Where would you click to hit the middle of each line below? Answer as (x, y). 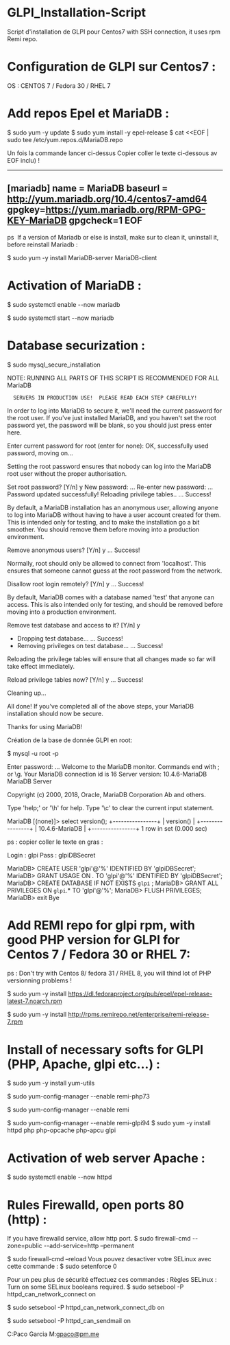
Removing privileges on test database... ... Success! (90, 645)
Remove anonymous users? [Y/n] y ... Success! (74, 550)
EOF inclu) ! (23, 160)
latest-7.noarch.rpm (35, 1001)
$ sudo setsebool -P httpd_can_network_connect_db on (86, 1308)
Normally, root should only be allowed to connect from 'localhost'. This (107, 563)
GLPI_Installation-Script (77, 13)
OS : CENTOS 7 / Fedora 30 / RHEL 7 (59, 85)
